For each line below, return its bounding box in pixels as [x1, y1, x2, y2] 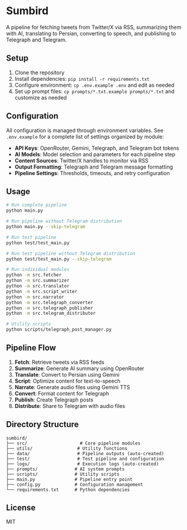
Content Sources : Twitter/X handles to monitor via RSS [14, 157, 149, 164]
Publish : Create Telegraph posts [14, 396, 93, 403]
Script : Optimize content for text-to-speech [14, 377, 121, 384]
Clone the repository [14, 69, 65, 76]
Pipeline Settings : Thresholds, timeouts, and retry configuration [14, 169, 170, 176]
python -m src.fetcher [6, 272, 62, 278]
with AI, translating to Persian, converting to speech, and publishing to [6, 29, 176, 37]
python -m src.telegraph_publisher [6, 305, 93, 311]
